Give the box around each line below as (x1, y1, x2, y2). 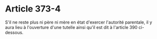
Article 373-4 (5, 3, 61, 14)
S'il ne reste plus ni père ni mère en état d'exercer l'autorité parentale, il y (5, 19, 153, 25)
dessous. (5, 29, 23, 35)
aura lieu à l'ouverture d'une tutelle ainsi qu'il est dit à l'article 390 (5, 24, 138, 30)
